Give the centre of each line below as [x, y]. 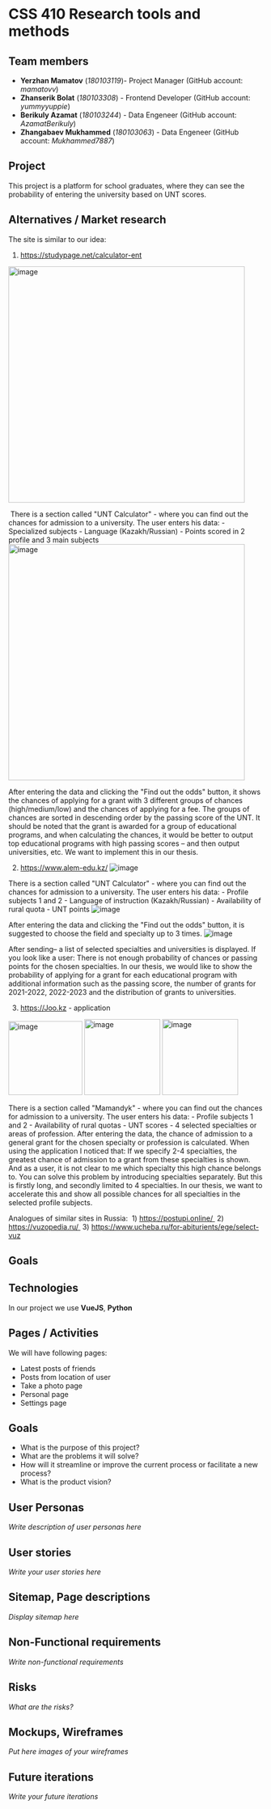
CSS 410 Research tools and [104, 14]
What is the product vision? [66, 1482]
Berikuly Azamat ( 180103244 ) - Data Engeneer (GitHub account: [128, 115]
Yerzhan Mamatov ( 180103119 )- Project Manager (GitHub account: [131, 81]
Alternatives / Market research [87, 220]
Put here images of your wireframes [68, 1752]
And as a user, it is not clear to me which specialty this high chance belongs [135, 1168]
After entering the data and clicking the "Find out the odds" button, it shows [135, 792]
